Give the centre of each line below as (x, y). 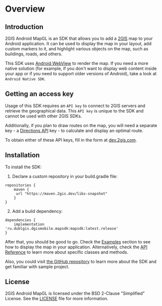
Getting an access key (39, 94)
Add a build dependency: (37, 211)
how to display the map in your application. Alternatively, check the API (76, 247)
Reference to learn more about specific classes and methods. (67, 252)
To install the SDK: (24, 167)
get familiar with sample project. (37, 266)
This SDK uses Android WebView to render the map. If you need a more (77, 63)
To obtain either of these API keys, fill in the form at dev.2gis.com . (71, 140)
